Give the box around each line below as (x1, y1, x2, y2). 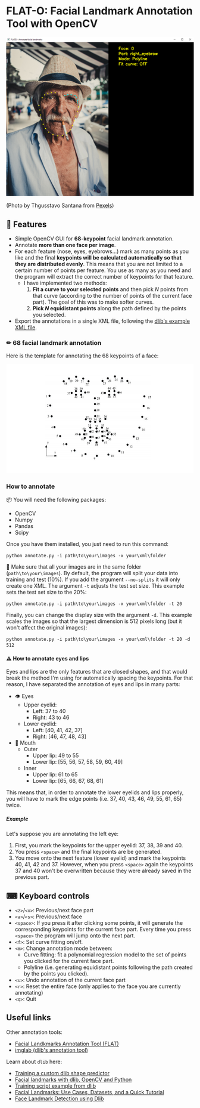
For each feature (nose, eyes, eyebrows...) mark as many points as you (14, 248, 189, 255)
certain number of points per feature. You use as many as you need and (14, 267, 192, 274)
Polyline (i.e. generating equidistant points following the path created (23, 964, 193, 971)
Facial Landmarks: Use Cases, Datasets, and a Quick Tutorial (14, 1088, 164, 1095)
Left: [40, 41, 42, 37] (32, 727, 83, 734)
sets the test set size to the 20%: (6, 589, 87, 596)
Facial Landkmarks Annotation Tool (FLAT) (14, 1040, 119, 1047)
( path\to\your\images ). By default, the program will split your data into (6, 570, 179, 577)
